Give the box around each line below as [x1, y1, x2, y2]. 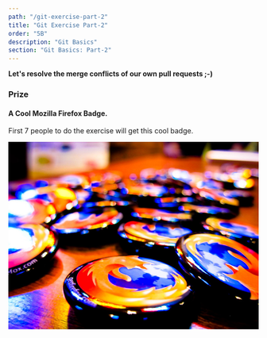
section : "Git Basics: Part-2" [8, 46, 112, 55]
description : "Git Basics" [8, 38, 98, 46]
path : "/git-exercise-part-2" [8, 13, 109, 21]
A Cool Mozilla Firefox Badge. [8, 108, 108, 118]
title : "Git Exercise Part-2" [8, 21, 109, 29]
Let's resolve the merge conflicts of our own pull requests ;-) [8, 69, 213, 79]
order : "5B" [8, 29, 48, 37]
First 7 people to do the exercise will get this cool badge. [8, 126, 194, 136]
